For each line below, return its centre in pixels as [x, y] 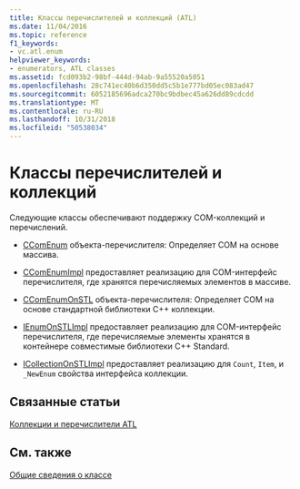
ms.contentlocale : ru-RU [56, 111]
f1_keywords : [34, 43]
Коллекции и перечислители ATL [73, 423]
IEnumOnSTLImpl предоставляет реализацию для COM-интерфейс [152, 326]
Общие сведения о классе [60, 474]
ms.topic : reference [49, 35]
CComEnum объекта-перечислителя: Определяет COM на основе [150, 244]
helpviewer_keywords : [50, 60]
